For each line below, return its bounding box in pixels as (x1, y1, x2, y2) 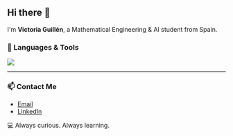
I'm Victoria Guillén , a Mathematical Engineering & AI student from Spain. (7, 25, 218, 33)
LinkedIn (17, 108, 42, 116)
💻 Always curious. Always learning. (7, 122, 110, 130)
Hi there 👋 (7, 7, 51, 19)
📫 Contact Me (7, 82, 57, 92)
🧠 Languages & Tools (7, 42, 79, 52)
